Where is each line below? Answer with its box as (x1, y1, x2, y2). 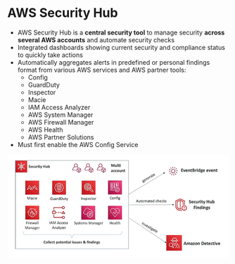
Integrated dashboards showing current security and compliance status (17, 43, 225, 51)
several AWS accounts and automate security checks (17, 35, 174, 44)
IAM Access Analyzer (27, 103, 91, 111)
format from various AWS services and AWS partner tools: (17, 65, 186, 74)
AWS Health (27, 125, 63, 134)
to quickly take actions (17, 51, 83, 59)
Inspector (27, 88, 56, 96)
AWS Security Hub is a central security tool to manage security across (17, 28, 225, 37)
